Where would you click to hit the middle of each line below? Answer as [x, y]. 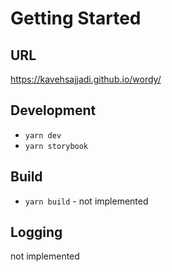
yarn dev [43, 135]
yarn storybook [56, 146]
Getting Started [76, 18]
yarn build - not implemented [86, 201]
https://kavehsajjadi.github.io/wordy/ [86, 79]
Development [53, 110]
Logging [36, 232]
